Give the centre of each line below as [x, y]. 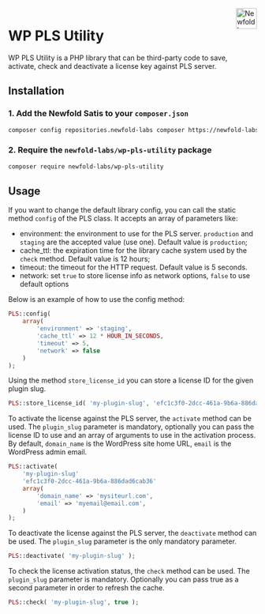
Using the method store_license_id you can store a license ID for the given [131, 380]
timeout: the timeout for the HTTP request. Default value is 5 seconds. [133, 267]
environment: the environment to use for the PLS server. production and [136, 234]
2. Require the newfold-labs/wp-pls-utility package [110, 150]
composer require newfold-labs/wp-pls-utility [86, 166]
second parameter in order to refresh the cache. [87, 588]
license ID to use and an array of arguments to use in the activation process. [132, 435]
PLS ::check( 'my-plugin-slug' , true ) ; [74, 603]
